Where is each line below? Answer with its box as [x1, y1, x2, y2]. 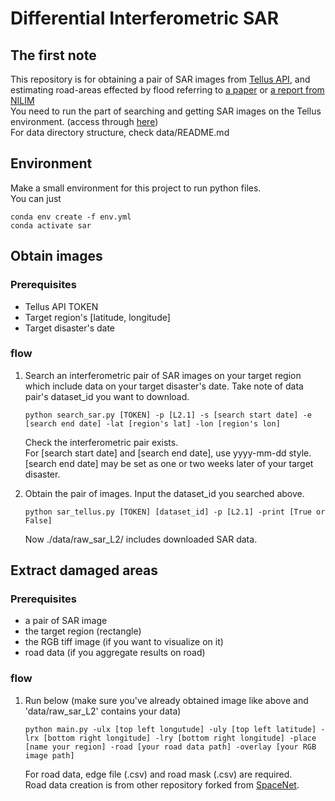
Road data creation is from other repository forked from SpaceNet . [24, 778, 300, 791]
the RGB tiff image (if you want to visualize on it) [24, 636, 224, 648]
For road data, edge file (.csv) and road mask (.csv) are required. [24, 768, 293, 780]
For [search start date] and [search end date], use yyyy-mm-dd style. [24, 447, 312, 459]
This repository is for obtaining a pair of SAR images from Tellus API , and [10, 73, 311, 85]
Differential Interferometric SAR [10, 7, 280, 30]
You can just [10, 192, 62, 204]
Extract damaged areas [10, 562, 159, 579]
